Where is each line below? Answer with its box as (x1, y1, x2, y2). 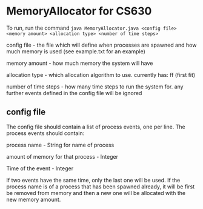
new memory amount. (6, 196, 61, 203)
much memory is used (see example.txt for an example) (6, 47, 145, 55)
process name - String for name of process (6, 141, 115, 148)
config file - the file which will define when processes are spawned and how (6, 41, 197, 48)
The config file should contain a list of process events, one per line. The (6, 123, 186, 130)
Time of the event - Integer (6, 165, 74, 172)
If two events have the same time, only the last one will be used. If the (6, 176, 181, 184)
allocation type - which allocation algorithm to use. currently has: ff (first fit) (6, 71, 196, 78)
